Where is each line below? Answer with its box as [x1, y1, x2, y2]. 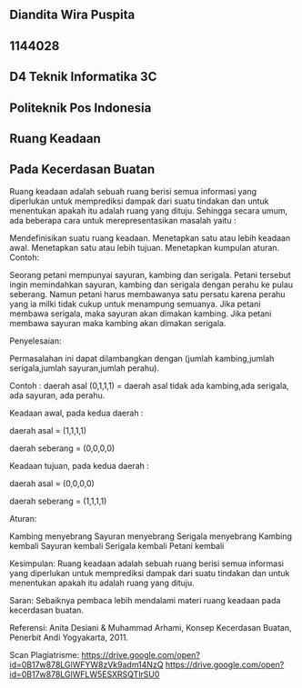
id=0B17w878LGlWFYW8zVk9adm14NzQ [9, 659, 164, 670]
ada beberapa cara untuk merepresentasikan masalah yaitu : [9, 214, 237, 225]
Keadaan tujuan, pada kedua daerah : [9, 460, 150, 471]
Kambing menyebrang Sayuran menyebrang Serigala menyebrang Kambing [9, 531, 293, 542]
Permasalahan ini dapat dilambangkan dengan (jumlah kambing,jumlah [9, 353, 275, 364]
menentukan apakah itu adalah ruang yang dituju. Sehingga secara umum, [9, 204, 288, 216]
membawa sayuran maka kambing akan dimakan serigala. [9, 317, 226, 328]
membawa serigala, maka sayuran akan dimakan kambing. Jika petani [9, 308, 272, 319]
